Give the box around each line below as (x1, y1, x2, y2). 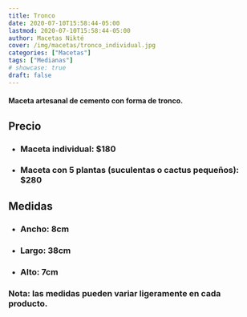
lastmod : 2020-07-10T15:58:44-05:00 (8, 26, 131, 34)
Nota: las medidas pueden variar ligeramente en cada (8, 287, 221, 299)
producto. (8, 298, 48, 309)
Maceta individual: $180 (19, 143, 116, 154)
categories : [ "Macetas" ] (8, 49, 91, 57)
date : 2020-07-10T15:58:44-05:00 (8, 19, 120, 27)
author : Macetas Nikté (8, 34, 84, 42)
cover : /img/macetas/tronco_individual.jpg (8, 42, 156, 50)
